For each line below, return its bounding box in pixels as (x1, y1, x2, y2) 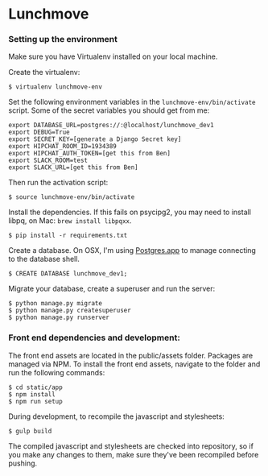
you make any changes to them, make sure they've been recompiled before (8, 449, 259, 459)
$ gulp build (8, 427, 52, 435)
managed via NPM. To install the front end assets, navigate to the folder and (8, 359, 261, 369)
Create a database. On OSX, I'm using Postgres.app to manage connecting (8, 246, 256, 255)
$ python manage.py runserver (8, 313, 110, 322)
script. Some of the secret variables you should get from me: (8, 106, 210, 115)
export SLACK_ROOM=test (8, 156, 89, 165)
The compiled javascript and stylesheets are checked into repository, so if (8, 441, 254, 451)
